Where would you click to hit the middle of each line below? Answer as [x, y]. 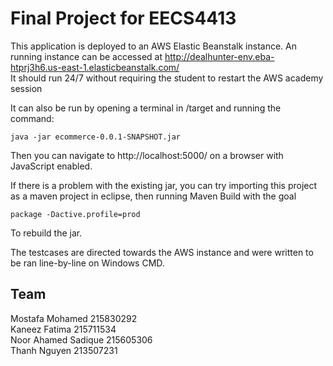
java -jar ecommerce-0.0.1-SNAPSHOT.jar [96, 137]
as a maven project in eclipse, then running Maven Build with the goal [153, 196]
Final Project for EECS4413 [123, 18]
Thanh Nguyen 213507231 [64, 350]
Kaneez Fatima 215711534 [63, 329]
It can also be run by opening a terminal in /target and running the [146, 108]
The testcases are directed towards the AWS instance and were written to [162, 252]
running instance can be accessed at [86, 56]
